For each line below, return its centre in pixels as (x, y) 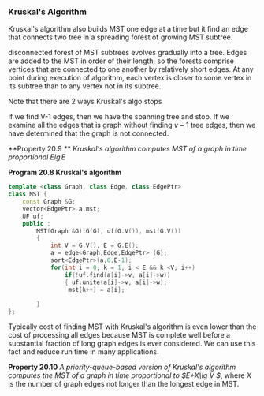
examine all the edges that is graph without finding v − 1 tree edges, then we (132, 125)
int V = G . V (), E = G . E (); (95, 246)
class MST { (28, 194)
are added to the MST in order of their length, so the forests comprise (121, 61)
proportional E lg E (37, 157)
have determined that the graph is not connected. (89, 133)
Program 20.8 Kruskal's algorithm (65, 173)
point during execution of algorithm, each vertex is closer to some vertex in (130, 78)
